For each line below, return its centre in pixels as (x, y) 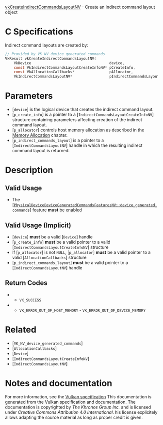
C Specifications (39, 32)
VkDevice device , (69, 63)
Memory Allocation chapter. (40, 135)
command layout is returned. (41, 151)
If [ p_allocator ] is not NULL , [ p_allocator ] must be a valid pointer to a (81, 252)
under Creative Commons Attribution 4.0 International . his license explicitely (81, 412)
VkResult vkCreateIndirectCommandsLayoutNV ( (51, 58)
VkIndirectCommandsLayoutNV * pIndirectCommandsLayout (87, 77)
